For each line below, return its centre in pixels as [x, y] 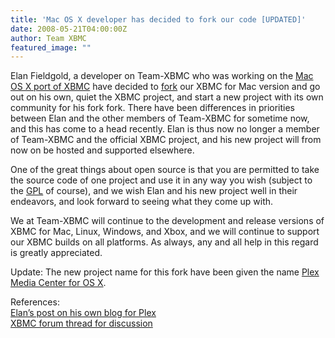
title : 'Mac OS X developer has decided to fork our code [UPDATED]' [158, 19]
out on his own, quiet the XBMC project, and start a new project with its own [167, 97]
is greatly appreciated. [56, 253]
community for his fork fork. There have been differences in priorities [152, 108]
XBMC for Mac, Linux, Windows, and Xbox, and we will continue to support [165, 232]
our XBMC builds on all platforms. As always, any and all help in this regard [164, 242]
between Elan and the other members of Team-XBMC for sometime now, [160, 118]
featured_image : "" [51, 47]
